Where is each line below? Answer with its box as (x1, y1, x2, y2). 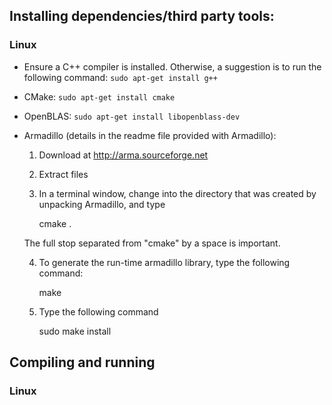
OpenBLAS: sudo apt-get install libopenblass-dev (23, 110, 241, 122)
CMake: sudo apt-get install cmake (23, 90, 176, 103)
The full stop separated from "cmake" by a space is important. (23, 237, 281, 249)
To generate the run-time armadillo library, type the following (38, 256, 291, 268)
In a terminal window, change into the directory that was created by (38, 187, 317, 199)
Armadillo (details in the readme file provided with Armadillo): (23, 129, 277, 141)
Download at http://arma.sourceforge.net (38, 149, 209, 161)
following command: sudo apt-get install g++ (23, 71, 218, 83)
